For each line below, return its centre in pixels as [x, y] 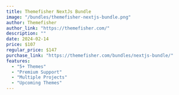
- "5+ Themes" [29, 66]
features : [18, 61]
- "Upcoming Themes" [37, 83]
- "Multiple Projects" [39, 77]
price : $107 [21, 45]
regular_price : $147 [32, 50]
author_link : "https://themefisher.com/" [58, 28]
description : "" [26, 34]
